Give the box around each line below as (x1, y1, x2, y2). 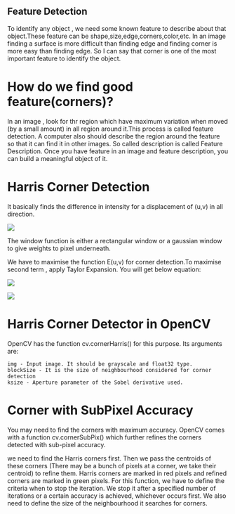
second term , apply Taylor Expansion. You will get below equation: (7, 265, 201, 274)
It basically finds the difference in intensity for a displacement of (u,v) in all (7, 202, 223, 210)
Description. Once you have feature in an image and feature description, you (7, 147, 229, 155)
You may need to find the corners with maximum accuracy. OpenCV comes (7, 425, 225, 434)
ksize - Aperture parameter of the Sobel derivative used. (7, 379, 184, 386)
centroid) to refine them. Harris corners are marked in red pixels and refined (7, 469, 227, 477)
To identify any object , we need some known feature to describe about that (7, 24, 227, 32)
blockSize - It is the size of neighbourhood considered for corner (7, 366, 212, 373)
